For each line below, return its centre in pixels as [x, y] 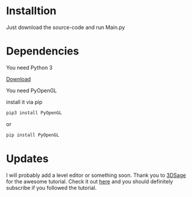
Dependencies [43, 51]
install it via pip [24, 102]
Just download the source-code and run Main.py [66, 27]
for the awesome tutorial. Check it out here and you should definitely [90, 181]
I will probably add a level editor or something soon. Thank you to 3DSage [96, 175]
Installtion [31, 11]
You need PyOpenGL [32, 91]
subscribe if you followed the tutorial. [51, 188]
